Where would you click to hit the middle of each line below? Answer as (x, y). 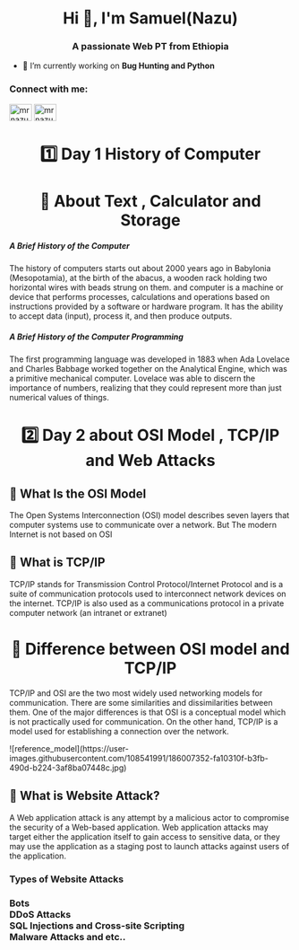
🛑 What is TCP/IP (57, 563)
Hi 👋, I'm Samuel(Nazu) (150, 18)
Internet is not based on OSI (61, 534)
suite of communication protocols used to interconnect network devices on (148, 594)
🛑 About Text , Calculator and (150, 202)
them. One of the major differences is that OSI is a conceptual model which (148, 712)
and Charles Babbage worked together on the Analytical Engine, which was (149, 369)
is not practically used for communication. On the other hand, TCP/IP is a (144, 721)
